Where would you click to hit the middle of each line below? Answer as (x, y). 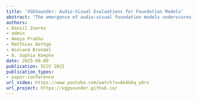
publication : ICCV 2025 (35, 66)
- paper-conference (30, 77)
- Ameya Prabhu (25, 39)
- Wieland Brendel (29, 50)
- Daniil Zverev (26, 28)
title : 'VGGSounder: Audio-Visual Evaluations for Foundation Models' (95, 11)
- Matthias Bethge (29, 45)
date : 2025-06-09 (28, 61)
